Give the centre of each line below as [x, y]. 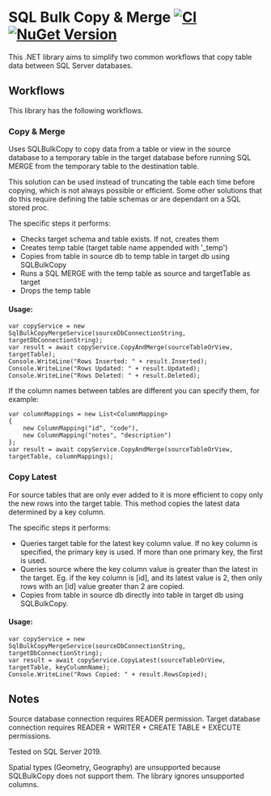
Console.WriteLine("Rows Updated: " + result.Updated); [104, 369]
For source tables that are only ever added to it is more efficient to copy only [136, 494]
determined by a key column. [57, 512]
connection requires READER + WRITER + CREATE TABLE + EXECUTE [125, 727]
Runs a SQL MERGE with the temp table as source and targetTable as [135, 273]
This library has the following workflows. [76, 110]
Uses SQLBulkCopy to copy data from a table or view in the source [120, 149]
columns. [24, 784]
